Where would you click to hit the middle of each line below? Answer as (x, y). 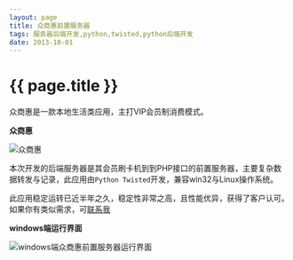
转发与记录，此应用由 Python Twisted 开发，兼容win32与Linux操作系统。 (147, 179)
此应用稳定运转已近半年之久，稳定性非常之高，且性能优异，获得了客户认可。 (149, 198)
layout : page (33, 17)
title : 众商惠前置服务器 (50, 26)
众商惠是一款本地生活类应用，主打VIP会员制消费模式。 (109, 112)
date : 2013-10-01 (41, 42)
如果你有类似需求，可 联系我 (60, 209)
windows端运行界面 (46, 228)
